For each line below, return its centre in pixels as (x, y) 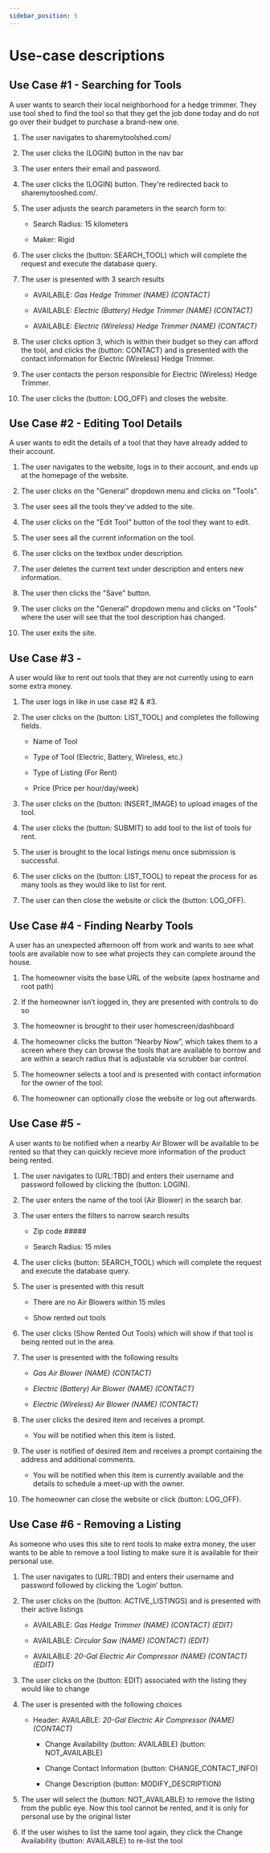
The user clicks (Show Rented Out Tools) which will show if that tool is (137, 1333)
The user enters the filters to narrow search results (105, 1215)
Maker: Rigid (53, 239)
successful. (40, 861)
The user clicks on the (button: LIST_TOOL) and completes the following (140, 718)
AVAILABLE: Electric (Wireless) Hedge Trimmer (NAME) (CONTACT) (145, 326)
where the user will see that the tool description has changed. (123, 617)
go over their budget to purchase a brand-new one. (94, 121)
